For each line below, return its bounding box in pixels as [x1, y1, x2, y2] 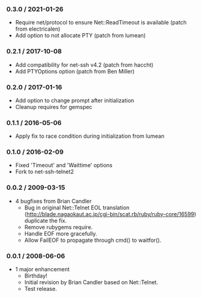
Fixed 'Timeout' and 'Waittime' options [15, 162, 113, 169]
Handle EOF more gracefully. [24, 230, 97, 237]
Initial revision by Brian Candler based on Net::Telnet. [24, 279, 159, 286]
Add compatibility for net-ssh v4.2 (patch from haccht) [15, 61, 154, 69]
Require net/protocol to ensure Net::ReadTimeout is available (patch [15, 19, 187, 26]
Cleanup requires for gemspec [15, 103, 93, 110]
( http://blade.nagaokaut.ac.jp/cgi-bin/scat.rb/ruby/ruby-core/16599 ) [24, 210, 196, 217]
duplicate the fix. [24, 217, 67, 224]
